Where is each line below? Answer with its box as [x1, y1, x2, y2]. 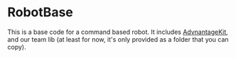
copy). [7, 42, 26, 51]
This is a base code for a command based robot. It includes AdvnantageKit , [7, 28, 229, 36]
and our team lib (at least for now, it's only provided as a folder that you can [7, 35, 229, 43]
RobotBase [7, 4, 73, 21]
